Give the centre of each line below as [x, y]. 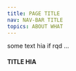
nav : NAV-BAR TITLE [35, 20]
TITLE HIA [22, 61]
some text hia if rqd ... [38, 46]
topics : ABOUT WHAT [35, 26]
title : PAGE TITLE [34, 13]
